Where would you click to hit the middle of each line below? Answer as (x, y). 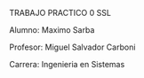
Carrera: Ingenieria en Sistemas (67, 64)
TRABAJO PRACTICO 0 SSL (60, 13)
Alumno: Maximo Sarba (52, 30)
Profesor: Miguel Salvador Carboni (72, 47)
